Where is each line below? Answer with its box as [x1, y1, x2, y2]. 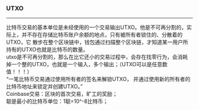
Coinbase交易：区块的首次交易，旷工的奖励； [6, 90, 118, 98]
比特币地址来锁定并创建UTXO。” [6, 83, 83, 90]
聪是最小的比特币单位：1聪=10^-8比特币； [6, 98, 108, 105]
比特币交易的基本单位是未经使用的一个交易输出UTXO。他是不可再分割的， [6, 24, 187, 31]
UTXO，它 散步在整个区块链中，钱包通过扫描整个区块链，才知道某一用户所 [6, 38, 188, 46]
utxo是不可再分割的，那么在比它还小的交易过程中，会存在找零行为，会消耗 [6, 53, 188, 60]
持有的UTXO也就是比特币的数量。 [6, 46, 89, 53]
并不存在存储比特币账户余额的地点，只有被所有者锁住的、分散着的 [21, 31, 182, 38]
